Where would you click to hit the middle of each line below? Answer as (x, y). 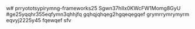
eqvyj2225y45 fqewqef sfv (39, 20)
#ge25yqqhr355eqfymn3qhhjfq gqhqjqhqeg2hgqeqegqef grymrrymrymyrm (98, 14)
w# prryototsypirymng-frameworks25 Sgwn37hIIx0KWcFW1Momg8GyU (93, 8)
